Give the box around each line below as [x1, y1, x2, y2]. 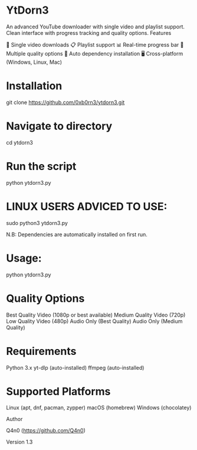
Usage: [6, 252, 42, 265]
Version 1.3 [6, 438, 33, 446]
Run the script [6, 160, 77, 173]
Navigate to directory [6, 119, 113, 133]
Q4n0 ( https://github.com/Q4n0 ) [6, 427, 86, 434]
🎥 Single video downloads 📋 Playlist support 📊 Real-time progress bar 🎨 [6, 41, 184, 48]
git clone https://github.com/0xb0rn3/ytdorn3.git [6, 99, 125, 106]
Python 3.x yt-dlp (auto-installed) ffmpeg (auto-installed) [6, 364, 145, 371]
